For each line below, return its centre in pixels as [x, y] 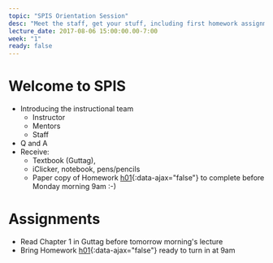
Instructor [49, 118]
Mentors [46, 126]
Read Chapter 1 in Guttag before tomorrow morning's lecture [121, 241]
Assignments [54, 219]
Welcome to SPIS [67, 86]
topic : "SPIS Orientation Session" [69, 16]
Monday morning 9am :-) [74, 187]
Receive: [35, 152]
